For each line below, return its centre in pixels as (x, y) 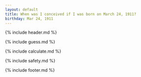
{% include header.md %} (31, 33)
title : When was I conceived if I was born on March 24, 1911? (71, 14)
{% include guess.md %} (30, 42)
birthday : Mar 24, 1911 (29, 19)
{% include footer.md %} (30, 70)
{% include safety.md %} (30, 61)
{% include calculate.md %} (33, 51)
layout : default (21, 10)
